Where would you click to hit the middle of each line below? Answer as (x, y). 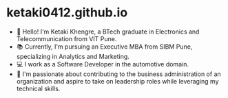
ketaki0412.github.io (67, 13)
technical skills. (38, 88)
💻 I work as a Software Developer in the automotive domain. (102, 64)
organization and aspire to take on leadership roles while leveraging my (117, 81)
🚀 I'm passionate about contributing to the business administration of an (118, 74)
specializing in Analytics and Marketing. (73, 56)
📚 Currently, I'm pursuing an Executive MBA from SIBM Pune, (104, 47)
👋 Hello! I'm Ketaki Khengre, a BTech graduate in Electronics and (108, 32)
